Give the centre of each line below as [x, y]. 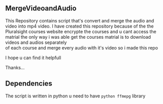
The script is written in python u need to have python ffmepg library [75, 96]
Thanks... [15, 67]
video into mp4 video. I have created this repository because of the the [79, 26]
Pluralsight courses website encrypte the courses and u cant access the [81, 31]
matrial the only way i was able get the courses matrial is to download [78, 37]
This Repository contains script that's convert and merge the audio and [80, 20]
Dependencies [29, 84]
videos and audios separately [36, 42]
